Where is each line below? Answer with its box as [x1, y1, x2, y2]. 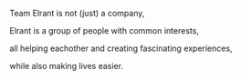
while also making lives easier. [9, 61, 123, 71]
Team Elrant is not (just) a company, [9, 8, 145, 18]
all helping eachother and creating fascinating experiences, [9, 43, 233, 54]
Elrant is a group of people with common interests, [9, 25, 199, 35]
